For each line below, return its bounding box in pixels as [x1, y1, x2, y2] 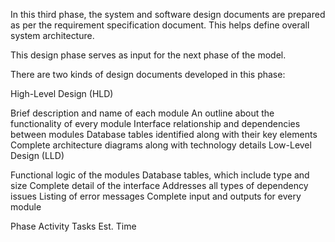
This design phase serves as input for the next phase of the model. [10, 49, 287, 61]
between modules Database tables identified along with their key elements [10, 129, 318, 140]
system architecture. [10, 30, 95, 41]
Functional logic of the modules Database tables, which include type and [10, 169, 310, 181]
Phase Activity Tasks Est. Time [10, 220, 137, 232]
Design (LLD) [10, 150, 65, 161]
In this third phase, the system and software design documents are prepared [10, 9, 326, 20]
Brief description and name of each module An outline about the [10, 107, 275, 119]
